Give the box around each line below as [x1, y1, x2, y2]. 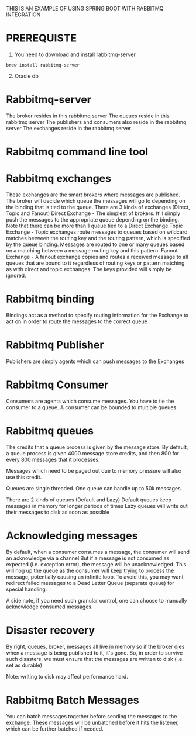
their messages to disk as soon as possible [6, 508, 110, 515]
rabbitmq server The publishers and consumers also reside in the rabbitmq [6, 118, 187, 125]
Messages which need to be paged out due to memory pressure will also [6, 467, 182, 474]
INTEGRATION [6, 11, 41, 18]
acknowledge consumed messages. [6, 603, 93, 610]
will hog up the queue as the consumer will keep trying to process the [6, 567, 174, 574]
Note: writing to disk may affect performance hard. [6, 673, 129, 680]
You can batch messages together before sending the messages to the [6, 712, 177, 719]
